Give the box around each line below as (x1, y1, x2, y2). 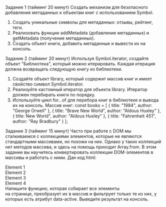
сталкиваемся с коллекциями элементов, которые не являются (5, 133, 142, 139)
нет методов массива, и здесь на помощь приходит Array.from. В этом (5, 144, 156, 149)
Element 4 (5, 180, 26, 186)
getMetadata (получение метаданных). (12, 35, 95, 41)
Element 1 (5, 164, 25, 170)
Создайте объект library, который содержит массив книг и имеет (12, 76, 152, 81)
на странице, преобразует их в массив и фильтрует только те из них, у (5, 191, 157, 196)
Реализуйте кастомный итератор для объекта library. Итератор (12, 86, 147, 92)
